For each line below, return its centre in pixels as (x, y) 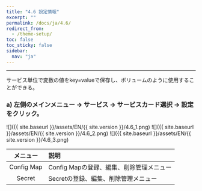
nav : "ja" (24, 56)
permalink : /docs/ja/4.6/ (38, 23)
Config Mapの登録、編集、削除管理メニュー (110, 167)
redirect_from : (25, 29)
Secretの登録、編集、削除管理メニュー (103, 178)
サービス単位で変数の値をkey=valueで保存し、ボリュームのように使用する (98, 80)
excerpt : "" (21, 17)
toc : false (20, 40)
